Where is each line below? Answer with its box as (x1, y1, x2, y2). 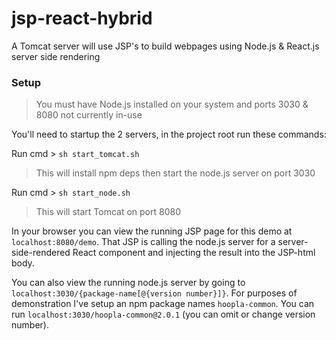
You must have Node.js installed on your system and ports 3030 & (35, 98, 309, 111)
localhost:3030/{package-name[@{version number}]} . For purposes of (11, 287, 298, 299)
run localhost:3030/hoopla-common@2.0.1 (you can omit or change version (11, 308, 316, 321)
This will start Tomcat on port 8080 (35, 206, 181, 218)
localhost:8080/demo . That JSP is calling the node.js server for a (11, 236, 276, 248)
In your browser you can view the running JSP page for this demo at (11, 225, 293, 237)
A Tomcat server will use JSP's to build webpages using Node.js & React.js (11, 40, 320, 52)
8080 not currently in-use (35, 109, 143, 121)
